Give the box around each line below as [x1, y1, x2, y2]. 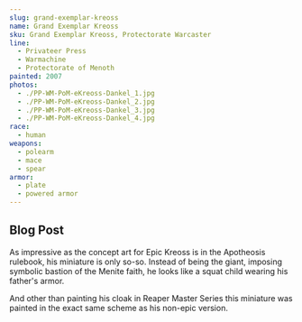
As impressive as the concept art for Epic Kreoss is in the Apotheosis [9, 246, 266, 257]
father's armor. [9, 275, 65, 286]
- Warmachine [17, 55, 67, 64]
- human [17, 131, 47, 140]
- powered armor [17, 189, 78, 198]
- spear [17, 164, 47, 173]
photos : [9, 80, 39, 89]
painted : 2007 [9, 72, 63, 81]
